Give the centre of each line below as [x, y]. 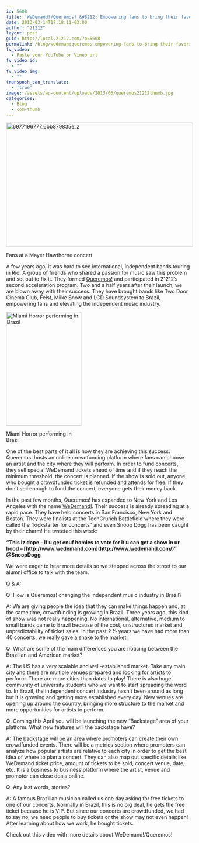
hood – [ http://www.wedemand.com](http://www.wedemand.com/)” [91, 549]
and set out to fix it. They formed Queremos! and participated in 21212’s [92, 279]
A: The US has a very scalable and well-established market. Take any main [96, 666]
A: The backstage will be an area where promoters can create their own [92, 739]
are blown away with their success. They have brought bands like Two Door [97, 291]
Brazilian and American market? [44, 655]
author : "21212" [26, 28]
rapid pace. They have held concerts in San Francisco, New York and [89, 513]
